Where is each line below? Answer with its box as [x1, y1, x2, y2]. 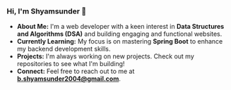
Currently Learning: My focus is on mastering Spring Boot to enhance [16, 37, 223, 46]
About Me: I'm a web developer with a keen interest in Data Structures [16, 22, 225, 31]
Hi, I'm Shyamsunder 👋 [6, 6, 87, 16]
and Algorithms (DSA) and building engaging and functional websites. [16, 30, 223, 38]
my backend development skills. [16, 45, 111, 53]
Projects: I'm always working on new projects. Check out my [16, 52, 195, 60]
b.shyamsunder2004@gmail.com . [16, 75, 122, 83]
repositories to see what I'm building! [16, 60, 125, 68]
